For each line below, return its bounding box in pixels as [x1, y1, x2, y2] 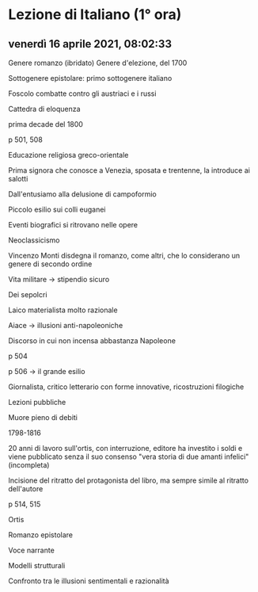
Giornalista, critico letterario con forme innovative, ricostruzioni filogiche [8, 382, 245, 391]
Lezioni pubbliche [8, 398, 66, 407]
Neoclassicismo [8, 235, 60, 245]
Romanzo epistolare [8, 530, 74, 540]
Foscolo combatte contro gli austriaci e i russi [8, 89, 157, 98]
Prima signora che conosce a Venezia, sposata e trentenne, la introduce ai [8, 166, 251, 175]
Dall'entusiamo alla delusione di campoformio [8, 189, 157, 199]
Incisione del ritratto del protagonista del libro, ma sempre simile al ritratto [8, 476, 249, 485]
